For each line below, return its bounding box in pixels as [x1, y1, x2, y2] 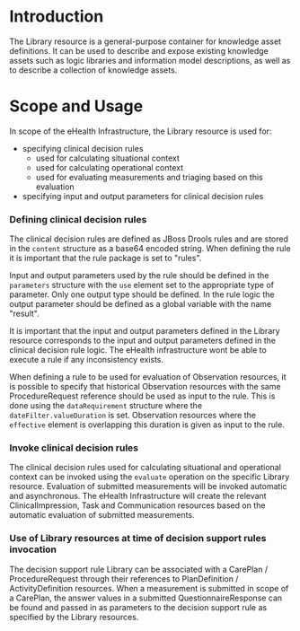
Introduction [9, 6, 104, 27]
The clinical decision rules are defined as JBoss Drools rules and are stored [9, 233, 289, 244]
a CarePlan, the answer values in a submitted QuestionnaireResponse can [9, 592, 283, 603]
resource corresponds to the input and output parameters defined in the [9, 335, 277, 346]
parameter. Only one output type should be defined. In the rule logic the [9, 289, 276, 300]
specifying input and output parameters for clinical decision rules [22, 190, 264, 201]
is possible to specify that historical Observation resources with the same [9, 381, 281, 392]
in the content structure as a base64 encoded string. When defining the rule [9, 243, 291, 254]
